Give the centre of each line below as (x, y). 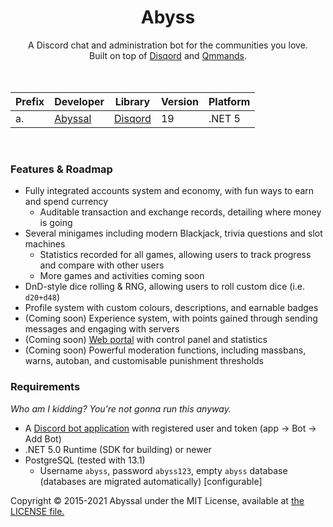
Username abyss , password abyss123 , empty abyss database (163, 470)
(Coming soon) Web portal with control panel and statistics (146, 340)
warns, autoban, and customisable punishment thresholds (144, 361)
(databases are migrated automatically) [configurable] (151, 481)
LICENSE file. (37, 511)
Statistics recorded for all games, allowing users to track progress (175, 255)
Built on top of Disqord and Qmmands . (168, 55)
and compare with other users (102, 265)
